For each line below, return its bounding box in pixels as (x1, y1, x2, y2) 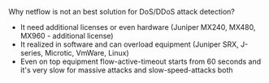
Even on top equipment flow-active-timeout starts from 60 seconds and (20, 56, 262, 66)
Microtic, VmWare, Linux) (44, 48, 130, 57)
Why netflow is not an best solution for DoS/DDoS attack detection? (8, 7, 236, 16)
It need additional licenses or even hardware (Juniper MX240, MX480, (20, 23, 256, 31)
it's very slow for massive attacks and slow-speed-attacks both (20, 65, 233, 75)
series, (20, 48, 43, 57)
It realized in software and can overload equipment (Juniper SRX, (20, 39, 240, 49)
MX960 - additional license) (20, 31, 114, 40)
